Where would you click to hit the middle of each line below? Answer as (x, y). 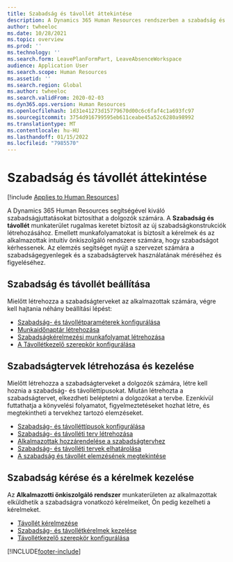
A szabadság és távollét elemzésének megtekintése (91, 456)
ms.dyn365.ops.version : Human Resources (67, 105)
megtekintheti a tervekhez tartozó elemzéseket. (75, 413)
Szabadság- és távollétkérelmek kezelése (77, 530)
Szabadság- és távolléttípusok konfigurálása (81, 426)
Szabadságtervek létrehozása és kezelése (101, 366)
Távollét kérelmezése (48, 523)
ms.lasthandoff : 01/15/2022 (48, 137)
